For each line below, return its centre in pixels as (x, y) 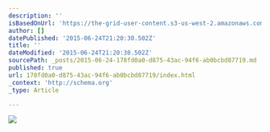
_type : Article (34, 90)
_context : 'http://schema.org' (61, 82)
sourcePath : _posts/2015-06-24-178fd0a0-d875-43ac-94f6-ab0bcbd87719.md (133, 61)
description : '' (35, 16)
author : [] (27, 30)
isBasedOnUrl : (32, 23)
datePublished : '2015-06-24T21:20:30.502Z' (82, 38)
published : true (35, 68)
